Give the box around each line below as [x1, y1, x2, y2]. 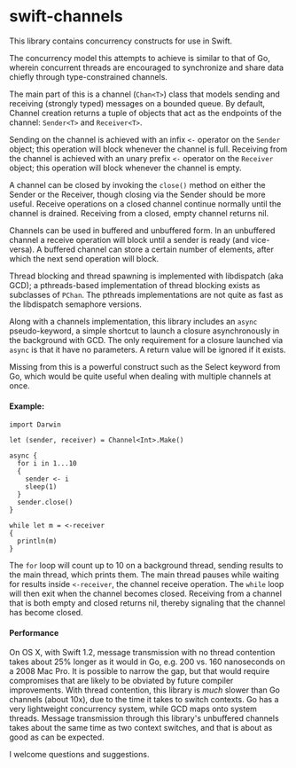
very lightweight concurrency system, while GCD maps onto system [9, 703, 257, 715]
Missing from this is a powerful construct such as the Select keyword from [9, 361, 281, 372]
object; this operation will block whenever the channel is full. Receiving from [9, 144, 288, 154]
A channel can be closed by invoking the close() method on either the [9, 179, 266, 190]
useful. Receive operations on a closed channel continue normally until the [9, 198, 282, 209]
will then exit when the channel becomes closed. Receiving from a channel [9, 588, 282, 600]
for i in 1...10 [17, 459, 77, 468]
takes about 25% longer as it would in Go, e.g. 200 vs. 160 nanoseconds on [9, 656, 285, 667]
